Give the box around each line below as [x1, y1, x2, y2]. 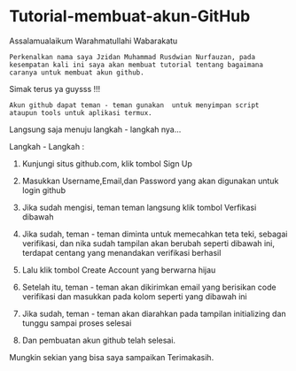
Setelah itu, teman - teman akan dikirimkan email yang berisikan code [21, 282, 277, 292]
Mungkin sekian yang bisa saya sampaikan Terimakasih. [9, 352, 214, 362]
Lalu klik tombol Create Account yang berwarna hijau [21, 264, 216, 275]
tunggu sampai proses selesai [21, 317, 132, 328]
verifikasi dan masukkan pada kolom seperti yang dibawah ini [21, 290, 248, 302]
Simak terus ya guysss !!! [9, 83, 101, 94]
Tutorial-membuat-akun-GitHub [9, 6, 251, 27]
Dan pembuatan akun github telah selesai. [21, 335, 175, 345]
